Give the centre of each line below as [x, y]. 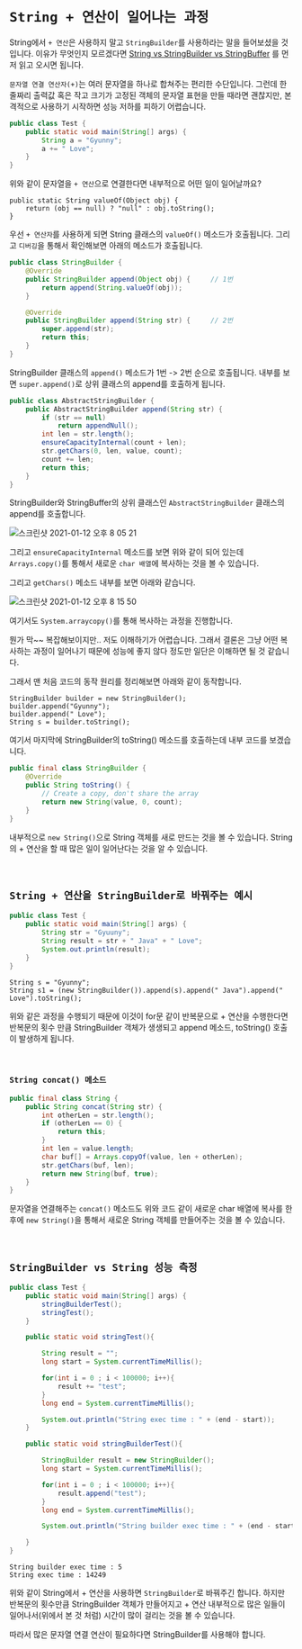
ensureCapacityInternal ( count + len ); [114, 443]
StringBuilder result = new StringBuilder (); [129, 1460]
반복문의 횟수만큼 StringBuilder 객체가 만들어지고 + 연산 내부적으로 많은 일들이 [147, 1604]
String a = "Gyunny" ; [82, 140]
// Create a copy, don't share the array [120, 794]
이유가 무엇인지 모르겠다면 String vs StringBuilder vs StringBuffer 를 [158, 53]
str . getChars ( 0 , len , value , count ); [112, 451]
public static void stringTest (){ [90, 1338]
